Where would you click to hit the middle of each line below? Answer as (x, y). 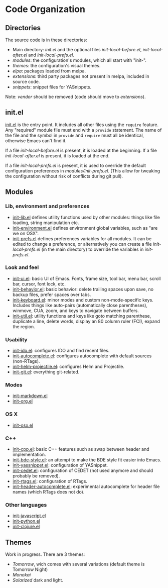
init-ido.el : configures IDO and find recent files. (61, 351)
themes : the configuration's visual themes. (56, 66)
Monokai (22, 575)
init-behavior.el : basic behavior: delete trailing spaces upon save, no (83, 289)
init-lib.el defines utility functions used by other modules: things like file (86, 217)
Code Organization (45, 9)
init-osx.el (23, 425)
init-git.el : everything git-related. (46, 372)
